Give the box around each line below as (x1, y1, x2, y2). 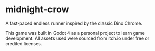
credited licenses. (5, 40, 42, 46)
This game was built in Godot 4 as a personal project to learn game (5, 30, 145, 36)
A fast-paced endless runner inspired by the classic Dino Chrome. (5, 20, 143, 26)
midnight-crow (5, 4, 69, 15)
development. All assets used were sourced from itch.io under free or (5, 35, 150, 41)
